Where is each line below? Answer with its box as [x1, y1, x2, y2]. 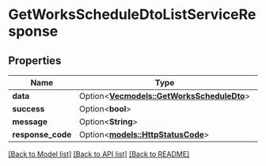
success [12, 104, 45, 114]
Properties [8, 54, 62, 67]
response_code [12, 129, 72, 140]
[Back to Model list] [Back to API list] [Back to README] [8, 149, 190, 159]
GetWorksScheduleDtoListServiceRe [8, 6, 256, 24]
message [12, 116, 47, 127]
